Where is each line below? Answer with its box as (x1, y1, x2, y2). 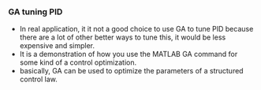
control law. (19, 74, 58, 84)
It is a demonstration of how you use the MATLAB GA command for (19, 50, 238, 59)
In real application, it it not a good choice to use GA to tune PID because (19, 24, 254, 34)
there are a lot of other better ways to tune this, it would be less (19, 32, 226, 42)
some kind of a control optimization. (19, 58, 136, 67)
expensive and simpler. (19, 41, 95, 51)
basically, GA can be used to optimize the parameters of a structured (19, 66, 244, 76)
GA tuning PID (8, 6, 63, 17)
